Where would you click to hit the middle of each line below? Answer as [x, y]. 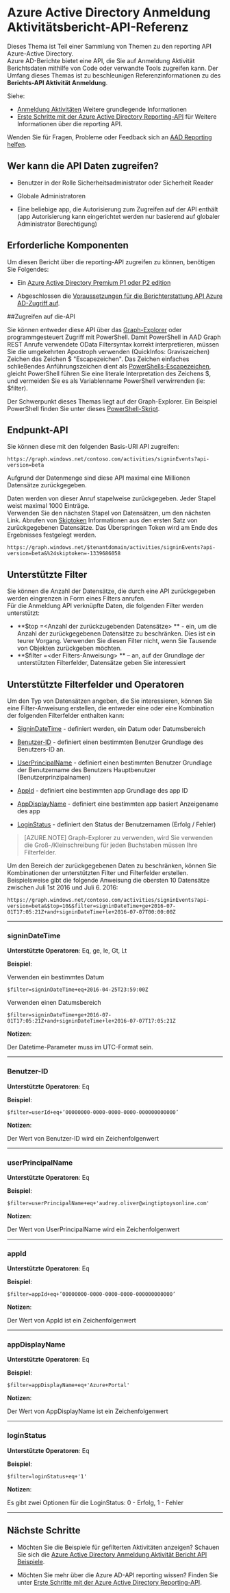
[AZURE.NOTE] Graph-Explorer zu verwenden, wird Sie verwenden [118, 838]
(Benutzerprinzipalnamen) [54, 777]
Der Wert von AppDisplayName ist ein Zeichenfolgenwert [88, 1411]
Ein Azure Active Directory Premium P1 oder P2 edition [94, 282]
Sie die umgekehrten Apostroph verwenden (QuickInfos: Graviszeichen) [108, 351]
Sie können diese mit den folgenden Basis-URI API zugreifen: [93, 447]
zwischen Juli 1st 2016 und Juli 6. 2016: [63, 887]
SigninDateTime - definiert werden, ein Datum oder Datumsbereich [111, 729]
